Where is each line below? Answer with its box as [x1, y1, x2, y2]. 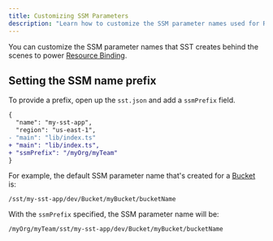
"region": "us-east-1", [15, 127, 96, 135]
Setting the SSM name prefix [8, 74, 157, 88]
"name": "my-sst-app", [15, 118, 93, 127]
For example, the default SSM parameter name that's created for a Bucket [8, 171, 256, 181]
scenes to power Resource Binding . [8, 50, 128, 60]
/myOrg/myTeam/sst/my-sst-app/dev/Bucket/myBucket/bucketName [8, 225, 223, 234]
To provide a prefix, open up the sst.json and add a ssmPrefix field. [8, 95, 236, 105]
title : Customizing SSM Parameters [8, 11, 129, 20]
